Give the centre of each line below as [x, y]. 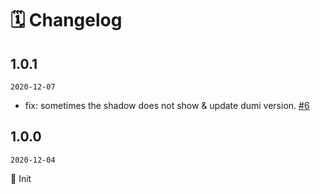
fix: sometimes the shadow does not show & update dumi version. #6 [167, 105]
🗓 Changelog [66, 20]
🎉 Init [21, 178]
